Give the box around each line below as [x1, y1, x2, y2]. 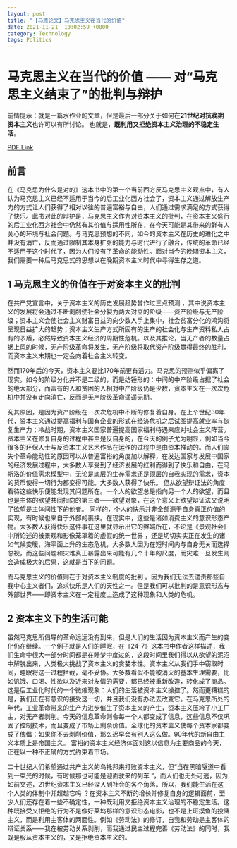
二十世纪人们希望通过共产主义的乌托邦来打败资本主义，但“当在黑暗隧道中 [7, 762, 221, 770]
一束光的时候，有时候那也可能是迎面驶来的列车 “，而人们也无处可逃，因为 [13, 771, 229, 780]
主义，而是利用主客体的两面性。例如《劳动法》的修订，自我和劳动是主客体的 [7, 815, 230, 823]
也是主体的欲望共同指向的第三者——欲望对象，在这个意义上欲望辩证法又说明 [7, 496, 230, 504]
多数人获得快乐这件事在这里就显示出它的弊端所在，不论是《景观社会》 [25, 522, 230, 531]
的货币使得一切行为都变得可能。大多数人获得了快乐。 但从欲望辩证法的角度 [7, 478, 226, 486]
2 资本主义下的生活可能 [7, 613, 109, 625]
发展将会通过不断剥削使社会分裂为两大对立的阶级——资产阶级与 [19, 307, 205, 316]
